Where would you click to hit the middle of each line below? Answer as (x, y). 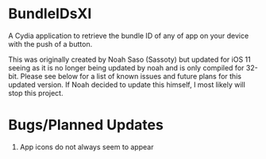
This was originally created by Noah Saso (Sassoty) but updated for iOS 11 (130, 59)
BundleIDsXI (50, 14)
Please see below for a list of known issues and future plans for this (131, 76)
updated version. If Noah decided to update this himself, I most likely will (127, 85)
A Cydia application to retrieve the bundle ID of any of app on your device (129, 36)
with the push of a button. (50, 44)
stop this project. (36, 93)
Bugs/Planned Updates (86, 125)
